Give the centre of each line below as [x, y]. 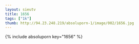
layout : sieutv [20, 9]
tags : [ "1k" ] [18, 18]
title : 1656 [17, 14]
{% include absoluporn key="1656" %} [44, 37]
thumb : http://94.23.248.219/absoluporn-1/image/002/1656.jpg [69, 23]
